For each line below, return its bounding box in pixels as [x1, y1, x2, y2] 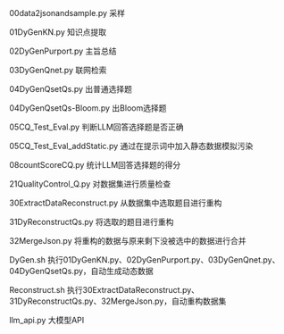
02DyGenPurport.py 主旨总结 [9, 46, 118, 56]
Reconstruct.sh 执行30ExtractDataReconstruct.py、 [9, 285, 199, 295]
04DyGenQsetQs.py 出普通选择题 [9, 84, 132, 94]
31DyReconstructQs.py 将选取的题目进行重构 [9, 217, 174, 227]
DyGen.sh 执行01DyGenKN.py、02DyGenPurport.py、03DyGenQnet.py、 [9, 255, 280, 265]
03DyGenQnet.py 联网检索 [9, 65, 107, 75]
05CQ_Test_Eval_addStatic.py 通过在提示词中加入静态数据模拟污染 [9, 141, 254, 151]
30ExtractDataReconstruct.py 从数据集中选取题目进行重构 [9, 197, 222, 208]
